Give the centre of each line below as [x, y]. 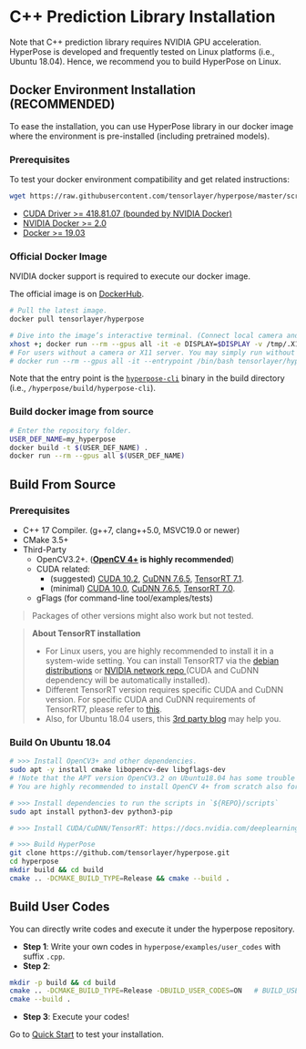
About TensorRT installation [86, 633]
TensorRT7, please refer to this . [103, 709]
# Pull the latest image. [58, 311]
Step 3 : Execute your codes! [76, 1017]
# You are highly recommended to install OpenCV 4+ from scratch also [146, 787]
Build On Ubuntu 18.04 [60, 742]
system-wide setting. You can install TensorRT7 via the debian [162, 660]
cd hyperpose [34, 862]
